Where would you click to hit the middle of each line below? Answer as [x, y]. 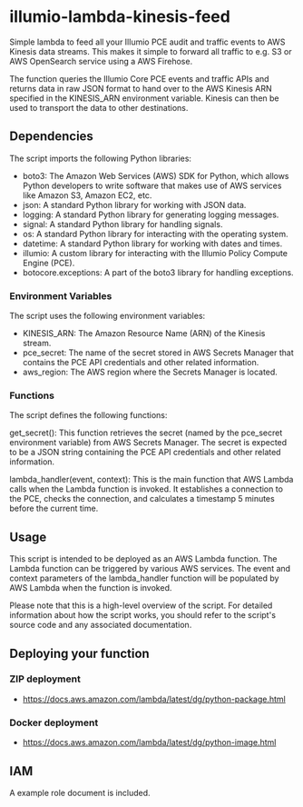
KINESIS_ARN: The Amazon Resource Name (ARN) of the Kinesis [144, 334]
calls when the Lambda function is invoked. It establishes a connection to [147, 489]
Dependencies [51, 137]
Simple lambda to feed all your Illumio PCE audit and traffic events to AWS [147, 42]
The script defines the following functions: [88, 415]
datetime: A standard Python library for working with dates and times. [152, 244]
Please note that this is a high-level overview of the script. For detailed [141, 605]
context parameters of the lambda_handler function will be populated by [144, 578]
